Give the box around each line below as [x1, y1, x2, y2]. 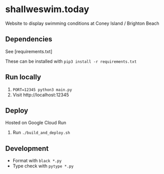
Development [5, 144, 49, 153]
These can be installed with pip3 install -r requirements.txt [5, 58, 137, 64]
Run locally [5, 73, 42, 81]
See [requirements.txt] [5, 48, 52, 54]
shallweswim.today [5, 4, 90, 15]
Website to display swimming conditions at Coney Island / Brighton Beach [5, 20, 159, 26]
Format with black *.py [12, 158, 62, 164]
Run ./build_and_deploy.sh [12, 129, 70, 136]
